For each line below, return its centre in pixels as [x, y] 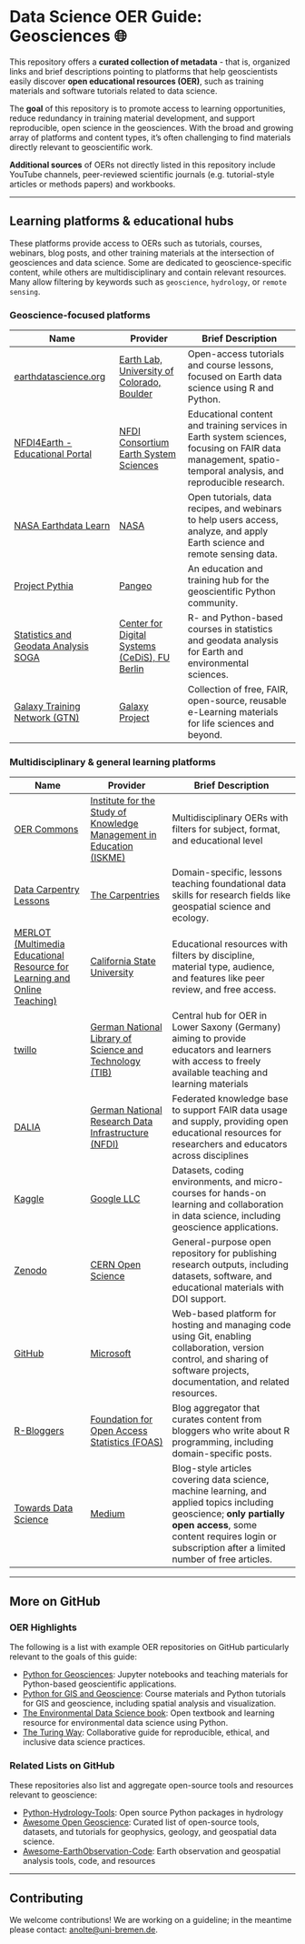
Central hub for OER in [220, 1016]
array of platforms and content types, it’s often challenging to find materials [150, 137]
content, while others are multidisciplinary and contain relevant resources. [148, 272]
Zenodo [30, 1271]
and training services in [237, 426]
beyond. [205, 735]
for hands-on [237, 1194]
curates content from [217, 1419]
